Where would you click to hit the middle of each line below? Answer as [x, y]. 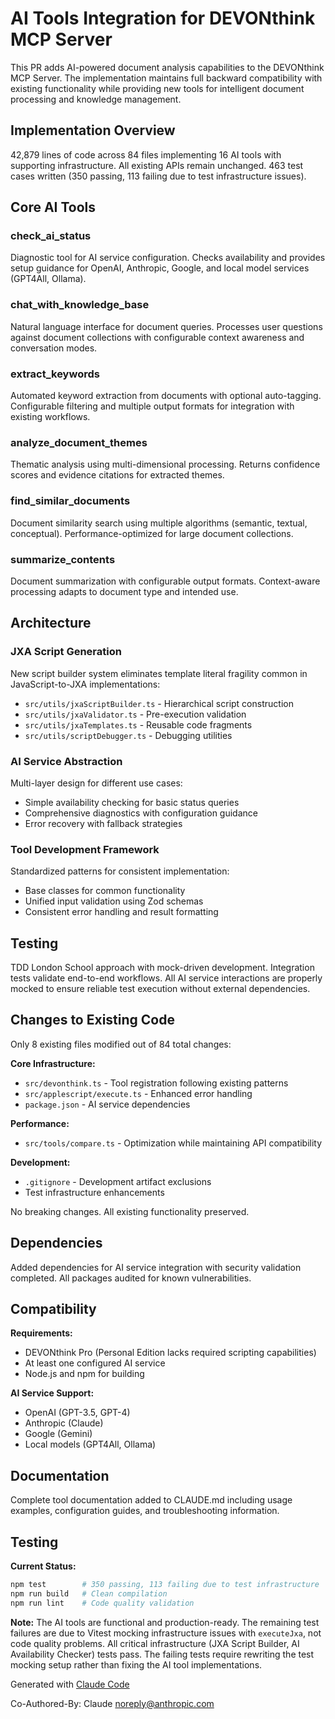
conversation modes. [54, 348]
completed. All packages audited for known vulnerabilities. [131, 1278]
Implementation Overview [93, 130]
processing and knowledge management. [96, 99]
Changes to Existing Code [92, 1020]
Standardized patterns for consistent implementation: [120, 871]
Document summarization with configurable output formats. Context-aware [165, 581]
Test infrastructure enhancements [94, 1192]
